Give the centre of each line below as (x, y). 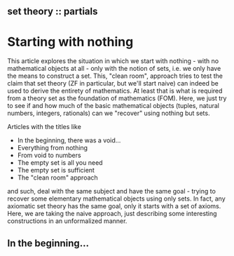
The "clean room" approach (57, 177)
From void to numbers (49, 155)
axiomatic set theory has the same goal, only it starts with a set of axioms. (114, 206)
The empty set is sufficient (56, 170)
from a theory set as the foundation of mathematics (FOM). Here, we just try (117, 98)
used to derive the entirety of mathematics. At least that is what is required (115, 91)
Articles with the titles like (44, 127)
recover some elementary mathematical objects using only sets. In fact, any (116, 198)
